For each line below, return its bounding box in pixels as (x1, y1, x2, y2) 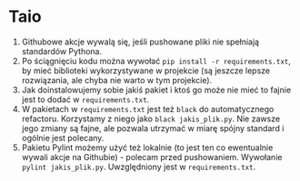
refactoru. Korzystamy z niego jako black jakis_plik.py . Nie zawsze (21, 113, 281, 124)
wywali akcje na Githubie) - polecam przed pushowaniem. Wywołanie (21, 151, 283, 162)
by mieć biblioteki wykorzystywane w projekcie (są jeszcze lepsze (21, 65, 271, 76)
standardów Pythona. (21, 45, 102, 56)
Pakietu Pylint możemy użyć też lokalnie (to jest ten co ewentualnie (21, 142, 274, 153)
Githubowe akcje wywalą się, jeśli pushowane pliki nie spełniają (21, 36, 260, 47)
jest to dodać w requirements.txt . (21, 93, 150, 105)
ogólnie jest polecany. (21, 132, 105, 143)
